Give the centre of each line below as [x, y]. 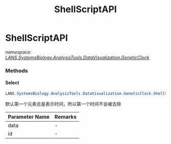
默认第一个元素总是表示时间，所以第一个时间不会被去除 [63, 104]
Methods [17, 71]
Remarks [65, 117]
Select [12, 83]
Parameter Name [29, 117]
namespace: [18, 52]
